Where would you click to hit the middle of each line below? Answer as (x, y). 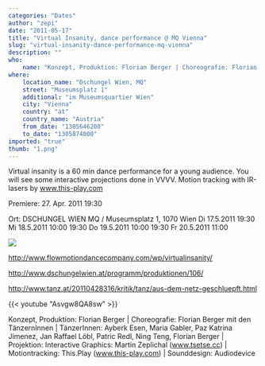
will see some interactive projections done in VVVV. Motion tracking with (127, 180)
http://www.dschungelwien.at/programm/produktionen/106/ (106, 273)
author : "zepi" (33, 23)
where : (19, 75)
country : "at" (46, 112)
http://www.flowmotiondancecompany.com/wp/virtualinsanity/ (110, 258)
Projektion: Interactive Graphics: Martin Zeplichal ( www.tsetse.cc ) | (118, 345)
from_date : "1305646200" (63, 127)
